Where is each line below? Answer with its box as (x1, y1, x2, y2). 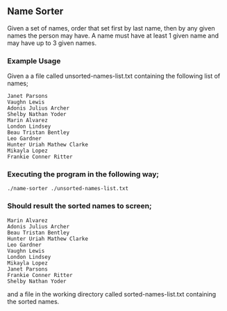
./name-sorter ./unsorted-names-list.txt (7, 185, 129, 192)
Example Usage (7, 56, 61, 65)
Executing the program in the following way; (7, 169, 160, 179)
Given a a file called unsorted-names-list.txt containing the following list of (7, 72, 221, 81)
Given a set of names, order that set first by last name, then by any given (7, 24, 215, 32)
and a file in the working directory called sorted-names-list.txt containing (7, 289, 217, 298)
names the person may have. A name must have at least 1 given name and (7, 31, 219, 40)
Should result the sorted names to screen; (7, 201, 152, 211)
